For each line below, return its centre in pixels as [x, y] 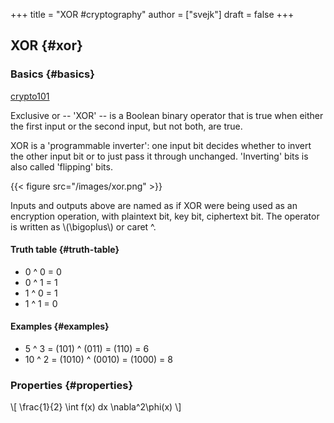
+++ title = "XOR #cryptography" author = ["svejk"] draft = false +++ [152, 14]
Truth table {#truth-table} [65, 250]
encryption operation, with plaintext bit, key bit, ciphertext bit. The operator [165, 216]
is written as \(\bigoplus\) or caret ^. [83, 226]
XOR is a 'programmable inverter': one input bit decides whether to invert [161, 145]
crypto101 [30, 96]
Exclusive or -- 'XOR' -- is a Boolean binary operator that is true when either [167, 115]
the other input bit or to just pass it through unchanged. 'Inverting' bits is [159, 156]
